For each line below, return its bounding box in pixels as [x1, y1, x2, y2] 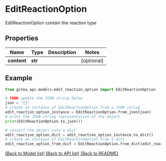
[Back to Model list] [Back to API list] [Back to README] [5, 151, 119, 157]
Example [5, 74, 33, 82]
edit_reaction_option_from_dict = [5, 142, 77, 147]
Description [48, 48, 77, 55]
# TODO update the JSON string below [5, 96, 83, 101]
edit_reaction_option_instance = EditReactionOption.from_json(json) [5, 110, 152, 115]
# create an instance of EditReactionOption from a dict [5, 137, 125, 142]
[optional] [81, 57, 104, 64]
